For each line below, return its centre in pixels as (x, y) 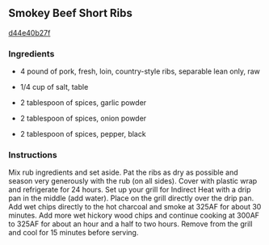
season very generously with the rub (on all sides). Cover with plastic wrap (133, 181)
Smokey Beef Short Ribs (71, 13)
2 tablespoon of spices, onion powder (83, 118)
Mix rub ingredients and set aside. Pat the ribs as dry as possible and (123, 172)
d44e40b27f (29, 32)
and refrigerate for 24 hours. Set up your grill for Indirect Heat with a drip (130, 190)
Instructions (33, 155)
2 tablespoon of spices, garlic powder (83, 103)
